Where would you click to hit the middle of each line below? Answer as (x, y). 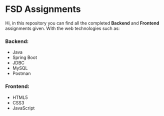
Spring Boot (25, 57)
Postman (21, 73)
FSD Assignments (43, 9)
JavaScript (23, 108)
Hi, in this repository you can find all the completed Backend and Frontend (82, 23)
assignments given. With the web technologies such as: (62, 28)
